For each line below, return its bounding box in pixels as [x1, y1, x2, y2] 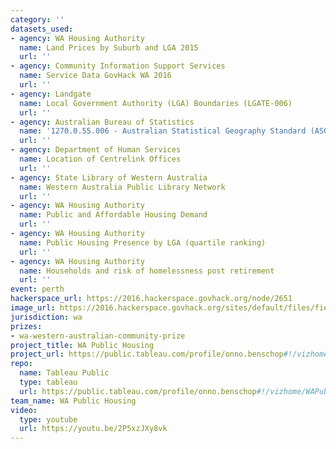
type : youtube [19, 414, 78, 425]
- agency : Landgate [10, 89, 92, 99]
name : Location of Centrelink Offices [19, 154, 182, 164]
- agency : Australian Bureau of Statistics [10, 117, 195, 127]
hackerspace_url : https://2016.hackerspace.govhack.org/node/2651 [10, 294, 293, 304]
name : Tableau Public [19, 368, 110, 378]
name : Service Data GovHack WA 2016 [19, 71, 172, 81]
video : [10, 405, 38, 415]
